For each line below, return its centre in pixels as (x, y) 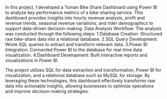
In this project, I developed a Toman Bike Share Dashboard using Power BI (81, 7)
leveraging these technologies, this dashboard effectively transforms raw (80, 80)
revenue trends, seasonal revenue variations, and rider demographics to (79, 23)
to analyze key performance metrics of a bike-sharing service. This (74, 12)
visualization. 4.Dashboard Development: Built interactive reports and (77, 55)
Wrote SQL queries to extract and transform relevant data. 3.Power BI (77, 44)
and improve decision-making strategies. (47, 91)
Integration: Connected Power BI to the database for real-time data (74, 50)
